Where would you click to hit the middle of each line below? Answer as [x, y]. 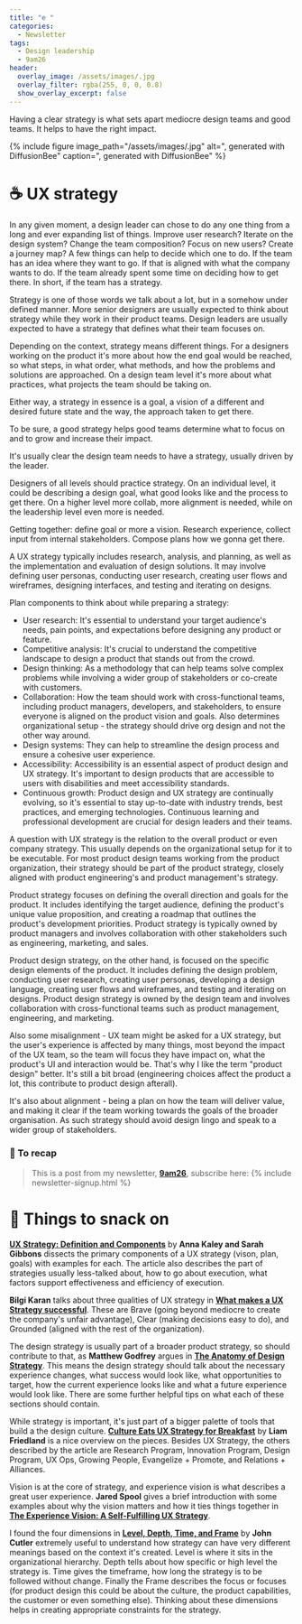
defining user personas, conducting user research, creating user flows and [148, 576]
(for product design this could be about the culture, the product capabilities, [150, 1591]
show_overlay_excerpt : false [72, 93]
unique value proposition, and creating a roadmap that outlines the [133, 914]
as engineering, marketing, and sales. [79, 943]
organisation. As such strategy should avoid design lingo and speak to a [143, 1120]
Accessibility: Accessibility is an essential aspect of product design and [155, 765]
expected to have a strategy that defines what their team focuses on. [137, 329]
